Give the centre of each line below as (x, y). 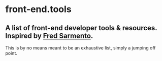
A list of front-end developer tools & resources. (81, 28)
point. (11, 53)
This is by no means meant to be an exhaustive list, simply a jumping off (80, 48)
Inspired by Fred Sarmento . (49, 36)
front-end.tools (39, 9)
